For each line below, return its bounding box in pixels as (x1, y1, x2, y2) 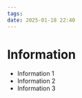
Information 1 (17, 70, 54, 78)
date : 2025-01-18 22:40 (7, 17, 76, 24)
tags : (7, 10, 23, 17)
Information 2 (17, 77, 56, 85)
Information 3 (17, 84, 56, 92)
